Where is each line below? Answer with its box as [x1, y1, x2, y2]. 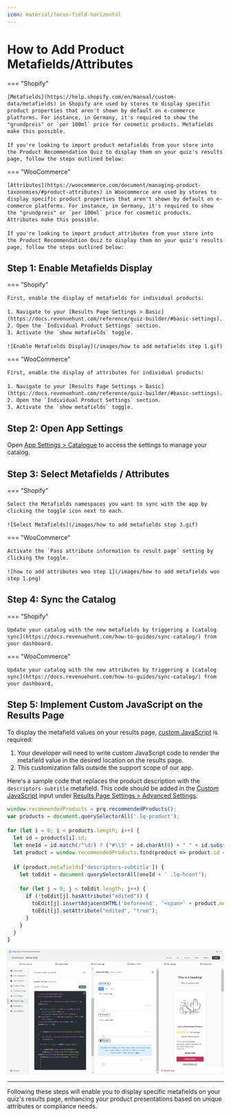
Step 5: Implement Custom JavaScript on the [7, 699, 203, 711]
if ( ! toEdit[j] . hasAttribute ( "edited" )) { [25, 893, 149, 900]
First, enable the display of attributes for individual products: [7, 369, 205, 376]
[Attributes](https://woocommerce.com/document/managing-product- [7, 181, 201, 189]
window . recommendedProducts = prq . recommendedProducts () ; [7, 805, 177, 813]
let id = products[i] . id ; [13, 835, 88, 842]
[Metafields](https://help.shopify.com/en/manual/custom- [7, 93, 177, 100]
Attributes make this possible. [7, 216, 100, 223]
